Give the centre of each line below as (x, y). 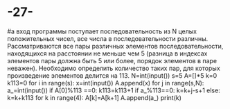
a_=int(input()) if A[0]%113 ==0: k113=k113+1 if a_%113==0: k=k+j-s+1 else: (114, 90)
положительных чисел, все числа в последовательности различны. (108, 38)
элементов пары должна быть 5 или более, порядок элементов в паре (112, 60)
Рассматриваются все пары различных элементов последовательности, (115, 46)
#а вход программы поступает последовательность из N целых (102, 31)
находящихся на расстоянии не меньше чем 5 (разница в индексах (107, 53)
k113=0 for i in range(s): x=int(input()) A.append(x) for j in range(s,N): (106, 83)
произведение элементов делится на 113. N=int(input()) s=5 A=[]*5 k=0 (112, 75)
